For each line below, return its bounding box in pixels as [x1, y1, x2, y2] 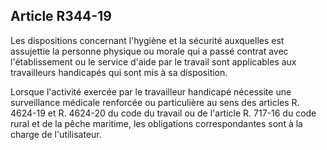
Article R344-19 [10, 8, 112, 25]
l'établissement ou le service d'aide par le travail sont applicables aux [10, 55, 297, 68]
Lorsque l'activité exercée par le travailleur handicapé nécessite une [10, 85, 292, 98]
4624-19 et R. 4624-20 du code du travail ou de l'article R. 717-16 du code [10, 107, 317, 119]
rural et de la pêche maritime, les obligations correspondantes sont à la [10, 117, 303, 129]
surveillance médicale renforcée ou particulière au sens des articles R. [10, 96, 300, 108]
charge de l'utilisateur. [10, 128, 102, 140]
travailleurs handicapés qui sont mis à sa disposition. [10, 66, 228, 78]
